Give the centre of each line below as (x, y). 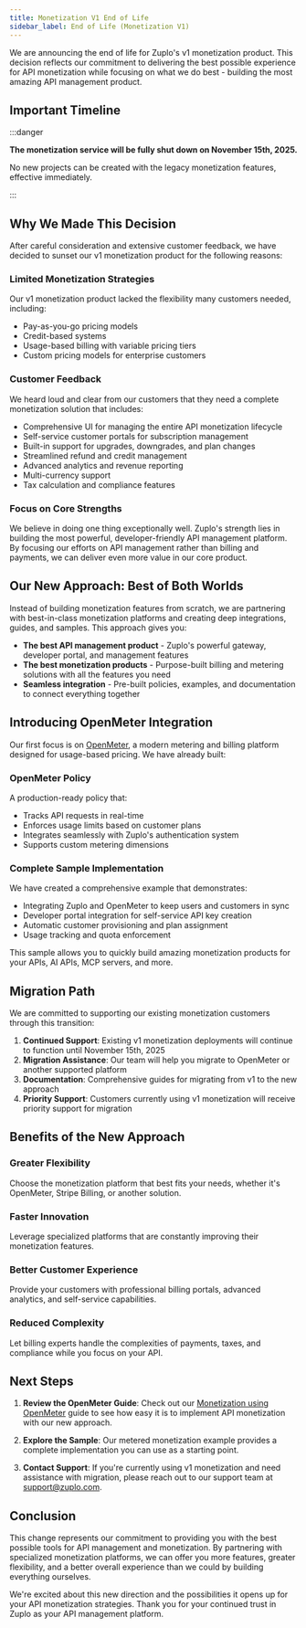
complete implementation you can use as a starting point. (131, 1450)
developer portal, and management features (106, 655)
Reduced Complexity (57, 1323)
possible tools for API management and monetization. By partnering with (146, 1548)
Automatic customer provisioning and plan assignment (125, 925)
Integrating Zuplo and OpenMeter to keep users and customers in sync (156, 906)
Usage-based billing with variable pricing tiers (109, 346)
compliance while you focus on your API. (86, 1352)
